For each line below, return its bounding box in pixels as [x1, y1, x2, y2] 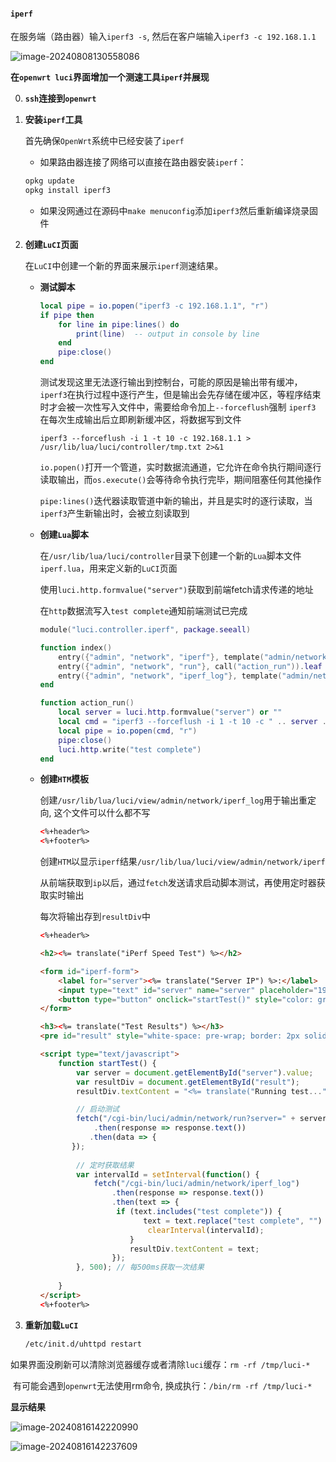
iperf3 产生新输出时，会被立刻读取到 [39, 507, 190, 520]
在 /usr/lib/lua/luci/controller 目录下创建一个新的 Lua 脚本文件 [39, 550, 302, 562]
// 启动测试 [75, 1104, 120, 1115]
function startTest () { [58, 1058, 157, 1068]
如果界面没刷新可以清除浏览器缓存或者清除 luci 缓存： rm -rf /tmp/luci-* [10, 1358, 311, 1370]
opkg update [24, 176, 75, 186]
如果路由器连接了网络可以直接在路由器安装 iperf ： [39, 156, 247, 168]
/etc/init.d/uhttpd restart [24, 1339, 142, 1349]
